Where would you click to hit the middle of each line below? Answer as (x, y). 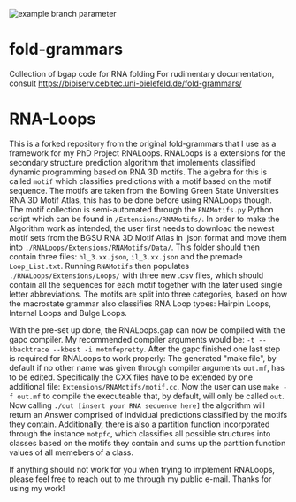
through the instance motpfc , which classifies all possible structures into (140, 433)
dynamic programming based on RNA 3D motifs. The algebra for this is (138, 172)
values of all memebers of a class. (72, 452)
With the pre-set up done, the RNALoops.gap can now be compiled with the (147, 330)
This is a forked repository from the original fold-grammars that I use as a (143, 143)
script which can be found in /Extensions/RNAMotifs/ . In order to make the (144, 219)
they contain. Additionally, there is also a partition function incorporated (140, 424)
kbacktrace (29, 350)
